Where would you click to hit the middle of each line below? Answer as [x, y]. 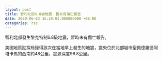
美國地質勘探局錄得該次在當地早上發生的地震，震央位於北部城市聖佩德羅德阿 [81, 48]
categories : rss [21, 23]
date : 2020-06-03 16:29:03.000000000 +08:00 [51, 18]
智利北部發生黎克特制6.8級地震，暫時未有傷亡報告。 [57, 37]
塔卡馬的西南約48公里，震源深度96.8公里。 [48, 54]
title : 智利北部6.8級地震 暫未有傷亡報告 [43, 14]
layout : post [18, 9]
